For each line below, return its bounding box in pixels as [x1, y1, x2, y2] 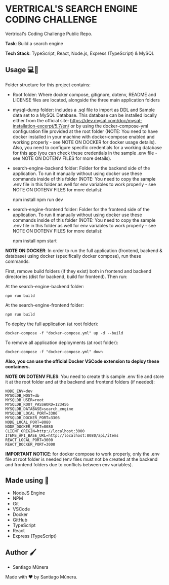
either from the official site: [12, 117, 69, 123]
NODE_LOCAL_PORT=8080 [5, 420, 51, 425]
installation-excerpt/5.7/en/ [12, 123, 70, 129]
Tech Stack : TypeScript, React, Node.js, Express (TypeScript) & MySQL [5, 50, 154, 56]
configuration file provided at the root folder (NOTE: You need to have [12, 128, 158, 134]
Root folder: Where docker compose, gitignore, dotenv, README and [12, 91, 156, 97]
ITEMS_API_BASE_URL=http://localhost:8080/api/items [5, 433, 119, 438]
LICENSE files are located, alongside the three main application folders [12, 97, 160, 103]
